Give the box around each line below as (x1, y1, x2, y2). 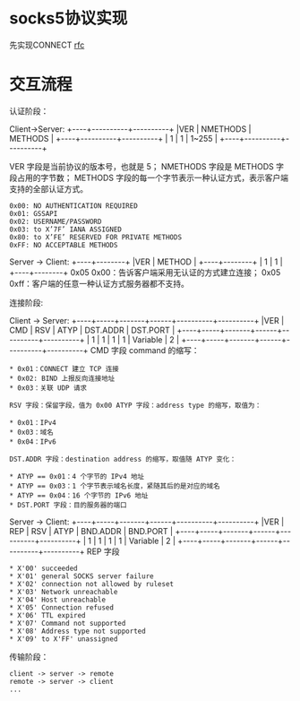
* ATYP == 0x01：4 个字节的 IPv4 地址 (9, 472, 145, 480)
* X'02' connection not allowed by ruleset (9, 579, 175, 588)
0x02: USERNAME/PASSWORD (9, 217, 102, 226)
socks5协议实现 (9, 8, 128, 29)
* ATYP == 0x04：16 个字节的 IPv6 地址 (9, 490, 149, 500)
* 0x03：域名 (9, 428, 54, 437)
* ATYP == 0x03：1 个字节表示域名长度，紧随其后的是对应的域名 (9, 481, 221, 490)
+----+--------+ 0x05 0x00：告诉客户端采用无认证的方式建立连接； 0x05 (9, 266, 281, 278)
